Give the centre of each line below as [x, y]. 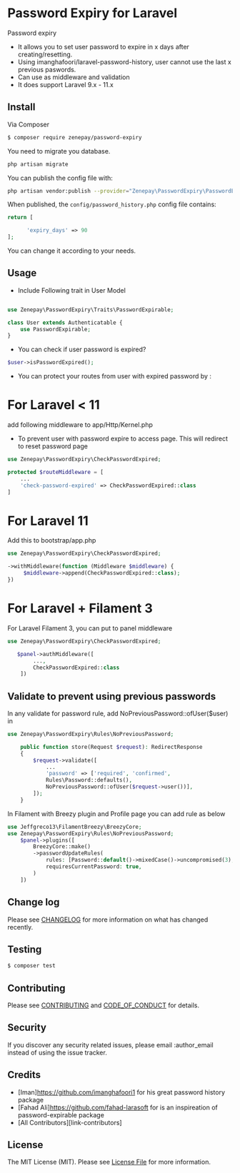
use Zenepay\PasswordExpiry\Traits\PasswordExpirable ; [91, 309]
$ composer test [31, 966]
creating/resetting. [45, 54]
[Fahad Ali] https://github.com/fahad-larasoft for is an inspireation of [117, 1107]
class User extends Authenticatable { [65, 323]
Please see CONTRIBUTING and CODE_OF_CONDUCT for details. [104, 1005]
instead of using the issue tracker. [57, 1052]
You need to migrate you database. [59, 151]
